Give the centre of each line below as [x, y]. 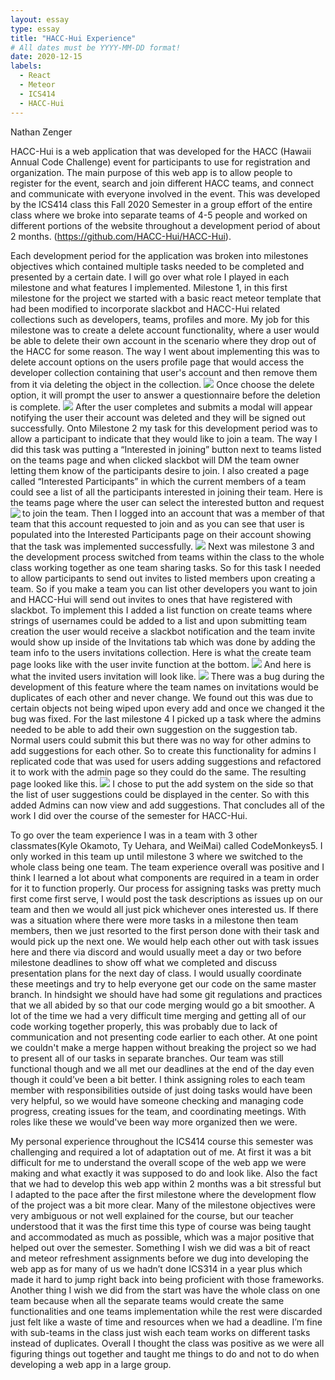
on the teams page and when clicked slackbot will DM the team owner [155, 460]
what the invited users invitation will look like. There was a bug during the [167, 676]
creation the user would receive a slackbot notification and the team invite [163, 631]
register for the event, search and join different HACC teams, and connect [162, 183]
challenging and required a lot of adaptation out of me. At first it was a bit [161, 1152]
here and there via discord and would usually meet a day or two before [156, 952]
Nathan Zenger [41, 132]
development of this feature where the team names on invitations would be [164, 687]
